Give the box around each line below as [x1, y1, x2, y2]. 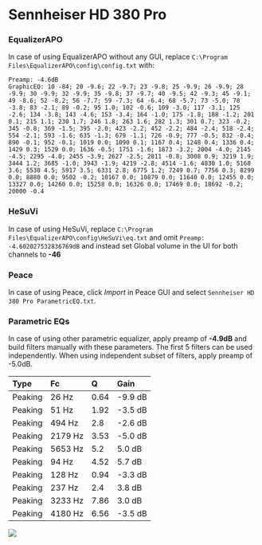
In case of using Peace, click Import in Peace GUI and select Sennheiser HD [8, 288, 255, 297]
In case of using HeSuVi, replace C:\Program [8, 224, 154, 233]
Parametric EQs [8, 316, 70, 327]
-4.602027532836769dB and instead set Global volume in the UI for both [8, 241, 239, 250]
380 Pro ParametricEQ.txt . [8, 296, 96, 306]
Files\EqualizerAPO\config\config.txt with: [8, 61, 155, 70]
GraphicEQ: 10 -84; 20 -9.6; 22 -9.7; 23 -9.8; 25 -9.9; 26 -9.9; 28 [8, 83, 244, 91]
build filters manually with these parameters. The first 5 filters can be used [8, 343, 253, 352]
